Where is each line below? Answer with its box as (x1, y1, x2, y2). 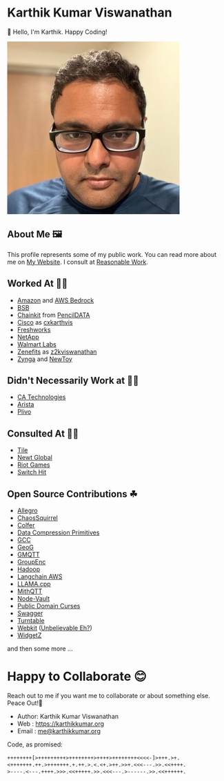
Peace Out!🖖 (7, 699, 43, 707)
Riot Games (17, 461, 50, 469)
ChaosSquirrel (17, 514, 59, 522)
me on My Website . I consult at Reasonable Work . (7, 258, 148, 266)
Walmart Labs (17, 340, 57, 348)
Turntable (17, 617, 45, 624)
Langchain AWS (17, 572, 63, 581)
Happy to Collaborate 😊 (7, 668, 147, 684)
